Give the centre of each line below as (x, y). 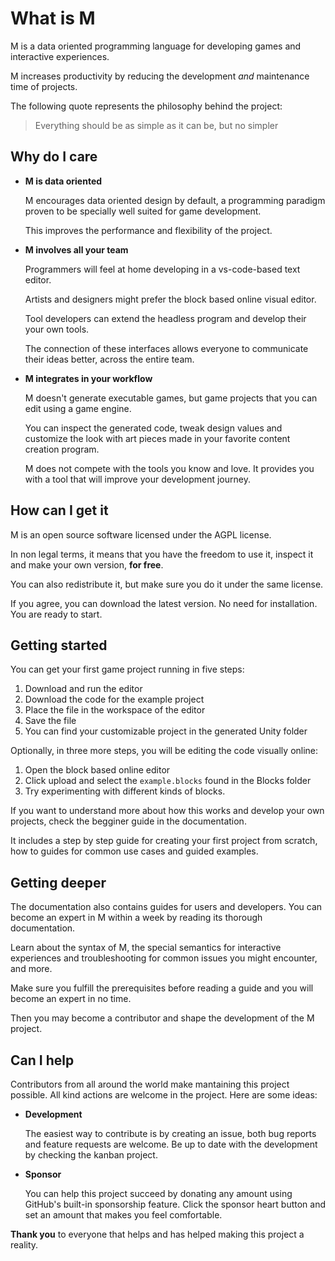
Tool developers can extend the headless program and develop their (165, 318)
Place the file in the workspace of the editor (115, 710)
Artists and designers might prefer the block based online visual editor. (170, 299)
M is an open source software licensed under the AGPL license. (141, 534)
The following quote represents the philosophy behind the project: (146, 106)
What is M (53, 18)
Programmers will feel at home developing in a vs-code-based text (162, 269)
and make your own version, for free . (87, 564)
